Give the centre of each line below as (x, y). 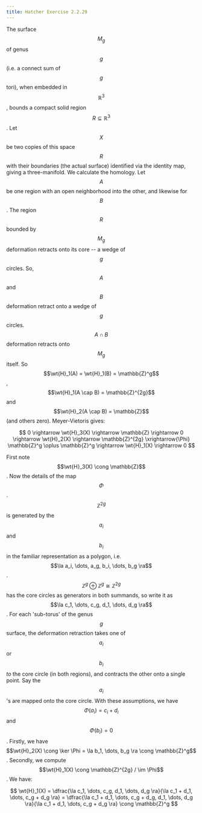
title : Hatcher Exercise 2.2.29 (47, 12)
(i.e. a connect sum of (33, 68)
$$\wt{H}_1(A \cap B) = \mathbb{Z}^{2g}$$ (101, 393)
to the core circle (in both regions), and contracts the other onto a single (96, 674)
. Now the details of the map (41, 476)
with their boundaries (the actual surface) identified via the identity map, (96, 166)
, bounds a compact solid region (46, 108)
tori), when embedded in (37, 87)
